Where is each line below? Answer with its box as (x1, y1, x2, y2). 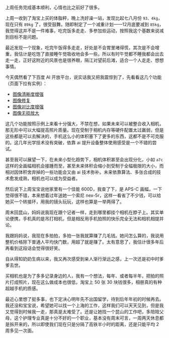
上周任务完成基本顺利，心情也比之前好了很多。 (5, 5, 102, 10)
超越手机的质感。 (5, 286, 41, 291)
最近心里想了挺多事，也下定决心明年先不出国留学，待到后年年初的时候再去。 (5, 296, 164, 302)
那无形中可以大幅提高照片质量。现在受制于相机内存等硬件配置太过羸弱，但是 (5, 127, 164, 133)
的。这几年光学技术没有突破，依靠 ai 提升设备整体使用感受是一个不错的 (5, 140, 152, 145)
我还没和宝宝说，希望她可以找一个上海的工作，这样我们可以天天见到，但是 (5, 302, 159, 308)
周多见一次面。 (5, 327, 36, 333)
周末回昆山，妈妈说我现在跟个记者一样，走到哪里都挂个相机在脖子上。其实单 (5, 209, 164, 215)
